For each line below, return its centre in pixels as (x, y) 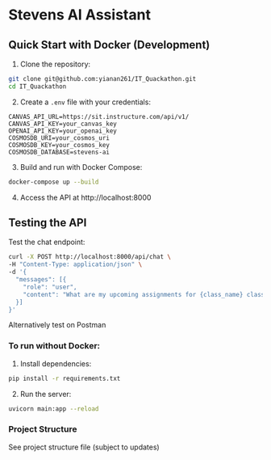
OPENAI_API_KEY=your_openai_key (63, 131)
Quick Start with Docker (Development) (109, 45)
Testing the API (48, 223)
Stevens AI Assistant (80, 15)
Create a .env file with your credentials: (85, 102)
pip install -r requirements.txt (65, 378)
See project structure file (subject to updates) (84, 447)
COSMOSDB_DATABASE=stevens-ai (59, 152)
